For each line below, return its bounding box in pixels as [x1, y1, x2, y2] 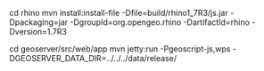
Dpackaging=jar [9, 17, 69, 28]
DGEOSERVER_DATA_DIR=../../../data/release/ [9, 53, 177, 63]
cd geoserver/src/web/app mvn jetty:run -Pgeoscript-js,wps [9, 43, 231, 54]
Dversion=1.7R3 [9, 27, 67, 36]
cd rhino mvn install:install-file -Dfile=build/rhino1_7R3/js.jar [9, 8, 229, 18]
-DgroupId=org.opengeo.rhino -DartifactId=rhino [70, 17, 250, 28]
